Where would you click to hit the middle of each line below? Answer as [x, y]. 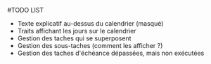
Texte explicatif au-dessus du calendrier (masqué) [90, 23]
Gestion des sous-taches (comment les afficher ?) [90, 46]
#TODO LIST [26, 10]
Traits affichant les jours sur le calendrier [77, 31]
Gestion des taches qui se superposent [74, 38]
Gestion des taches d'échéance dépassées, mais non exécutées [111, 53]
